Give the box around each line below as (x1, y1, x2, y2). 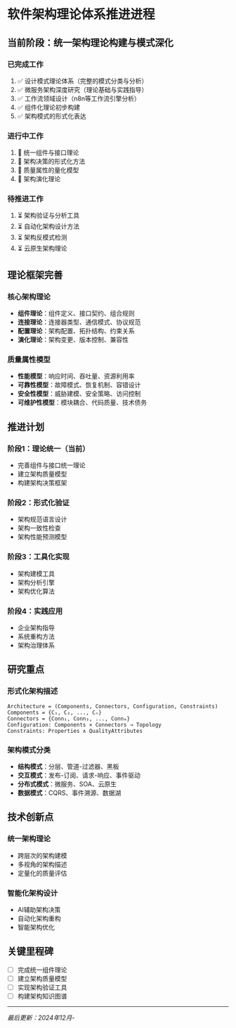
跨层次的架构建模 (17, 851, 67, 859)
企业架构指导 (17, 623, 55, 632)
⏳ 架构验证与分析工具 (17, 212, 79, 220)
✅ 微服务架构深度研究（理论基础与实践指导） (17, 85, 148, 93)
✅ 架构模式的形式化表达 (17, 112, 86, 120)
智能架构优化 (17, 923, 55, 931)
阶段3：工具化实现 (7, 552, 70, 562)
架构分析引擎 (17, 578, 55, 587)
